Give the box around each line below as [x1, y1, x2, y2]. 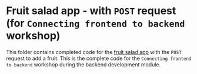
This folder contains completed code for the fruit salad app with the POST [6, 48, 182, 55]
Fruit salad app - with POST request [6, 4, 176, 18]
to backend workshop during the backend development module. [6, 60, 161, 68]
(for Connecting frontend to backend [6, 16, 185, 30]
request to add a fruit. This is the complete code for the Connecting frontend [6, 55, 192, 62]
